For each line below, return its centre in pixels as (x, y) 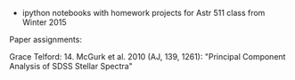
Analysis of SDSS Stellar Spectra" (71, 66)
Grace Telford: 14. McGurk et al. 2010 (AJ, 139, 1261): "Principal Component (147, 56)
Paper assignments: (46, 40)
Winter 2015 (44, 22)
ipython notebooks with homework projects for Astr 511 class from (143, 13)
